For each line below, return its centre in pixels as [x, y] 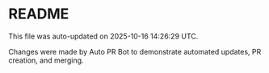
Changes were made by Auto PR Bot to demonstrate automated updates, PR [135, 51]
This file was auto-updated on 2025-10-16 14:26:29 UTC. [103, 36]
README [39, 14]
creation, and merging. [46, 60]
